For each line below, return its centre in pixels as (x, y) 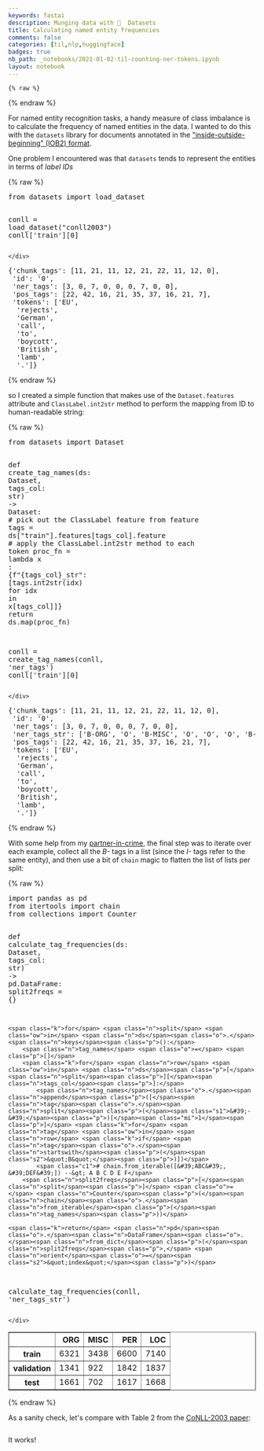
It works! (22, 1439)
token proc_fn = (39, 551)
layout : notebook (37, 67)
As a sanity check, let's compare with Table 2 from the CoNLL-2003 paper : (130, 1417)
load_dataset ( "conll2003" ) (60, 227)
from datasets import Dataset (66, 442)
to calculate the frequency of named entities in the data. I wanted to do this (130, 126)
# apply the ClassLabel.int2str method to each (101, 543)
